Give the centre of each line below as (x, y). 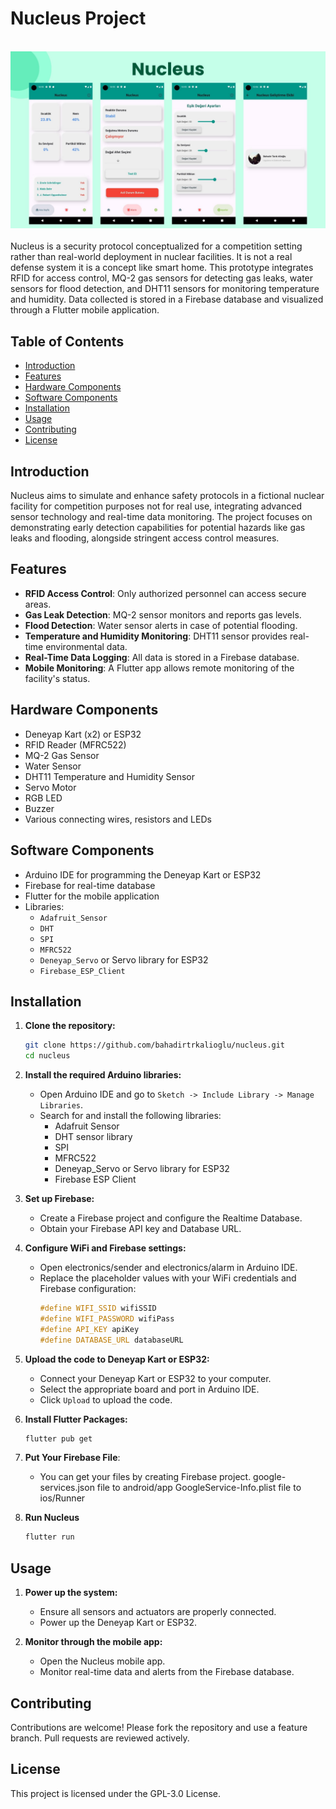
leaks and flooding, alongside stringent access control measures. (145, 538)
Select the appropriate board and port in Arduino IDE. (149, 1389)
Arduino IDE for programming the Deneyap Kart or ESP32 (143, 874)
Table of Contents (67, 341)
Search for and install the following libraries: (130, 1116)
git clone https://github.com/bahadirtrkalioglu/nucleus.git (155, 1045)
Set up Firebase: (59, 1199)
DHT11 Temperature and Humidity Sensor (109, 776)
